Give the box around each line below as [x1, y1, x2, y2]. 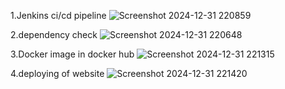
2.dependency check [10, 29, 98, 40]
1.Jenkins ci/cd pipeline [10, 10, 107, 21]
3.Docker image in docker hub [10, 48, 135, 60]
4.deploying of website [10, 68, 105, 79]
